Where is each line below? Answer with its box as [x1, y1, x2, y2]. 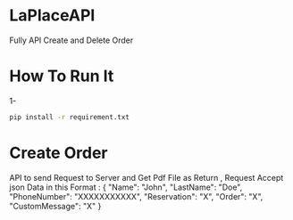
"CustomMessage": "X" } [9, 200, 102, 211]
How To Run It [9, 66, 114, 86]
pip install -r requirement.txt [9, 112, 130, 121]
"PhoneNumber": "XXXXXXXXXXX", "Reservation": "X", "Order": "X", [9, 191, 264, 201]
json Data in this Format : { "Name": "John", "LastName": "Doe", [9, 182, 243, 192]
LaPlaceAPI [9, 5, 96, 26]
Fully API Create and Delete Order [9, 35, 134, 45]
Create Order [9, 143, 108, 163]
